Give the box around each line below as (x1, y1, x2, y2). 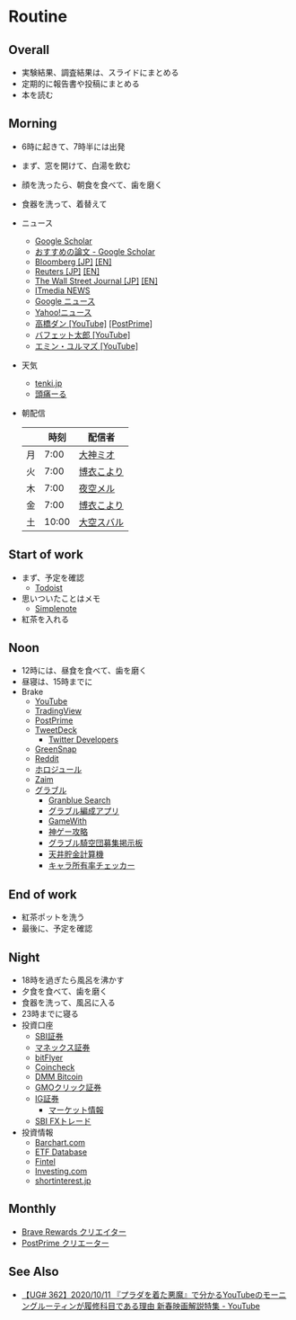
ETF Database (34, 1146, 87, 1157)
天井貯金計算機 (48, 849, 104, 860)
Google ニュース (34, 295, 96, 307)
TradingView (34, 706, 83, 717)
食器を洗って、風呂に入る (21, 997, 116, 1008)
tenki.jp (34, 378, 63, 388)
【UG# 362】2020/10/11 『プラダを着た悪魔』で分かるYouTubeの (21, 1289, 264, 1300)
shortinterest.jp (34, 1175, 91, 1186)
